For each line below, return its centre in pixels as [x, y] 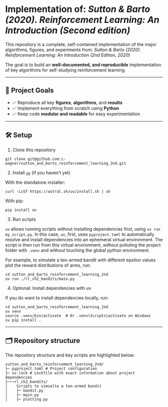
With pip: [14, 201]
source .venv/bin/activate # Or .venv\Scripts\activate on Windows [78, 316]
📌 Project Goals [29, 90]
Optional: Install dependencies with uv [52, 288]
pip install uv [21, 210]
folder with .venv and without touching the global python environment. [77, 250]
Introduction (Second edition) [68, 31]
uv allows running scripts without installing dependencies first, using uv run [83, 229]
